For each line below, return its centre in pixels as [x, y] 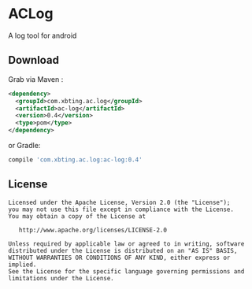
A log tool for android [43, 35]
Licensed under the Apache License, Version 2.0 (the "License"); [119, 202]
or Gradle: [24, 145]
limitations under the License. [61, 278]
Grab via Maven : [36, 79]
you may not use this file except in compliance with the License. [121, 209]
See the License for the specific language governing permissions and [126, 271]
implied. [22, 265]
